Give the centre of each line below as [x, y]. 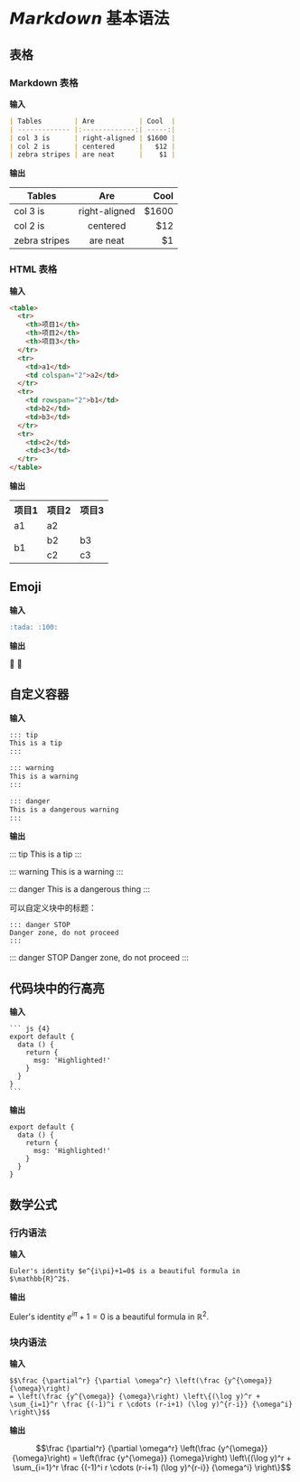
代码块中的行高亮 [57, 988]
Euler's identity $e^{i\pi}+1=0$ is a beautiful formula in [125, 1271]
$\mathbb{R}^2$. [40, 1279]
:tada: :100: [34, 627]
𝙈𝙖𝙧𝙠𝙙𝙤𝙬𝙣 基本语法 [89, 19]
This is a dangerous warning [64, 810]
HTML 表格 [33, 269]
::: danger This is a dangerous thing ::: [80, 889]
